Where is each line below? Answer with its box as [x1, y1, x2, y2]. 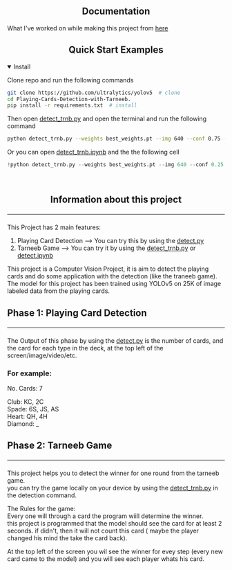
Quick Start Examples [68, 44, 164, 56]
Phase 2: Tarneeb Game [7, 440, 113, 452]
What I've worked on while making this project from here [7, 24, 168, 32]
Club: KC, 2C [7, 398, 44, 406]
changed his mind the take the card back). [7, 534, 128, 542]
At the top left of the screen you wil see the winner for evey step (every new [7, 547, 223, 556]
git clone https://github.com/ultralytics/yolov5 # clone [7, 89, 181, 96]
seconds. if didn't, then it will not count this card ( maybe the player [7, 526, 199, 535]
